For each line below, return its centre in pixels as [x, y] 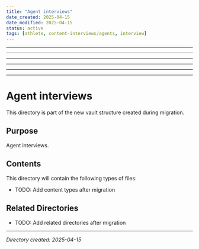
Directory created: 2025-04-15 [44, 240]
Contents [24, 164]
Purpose [22, 131]
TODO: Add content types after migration [65, 189]
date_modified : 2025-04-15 [39, 22]
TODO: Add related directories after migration [70, 222]
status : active [25, 28]
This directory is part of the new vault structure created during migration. [95, 112]
